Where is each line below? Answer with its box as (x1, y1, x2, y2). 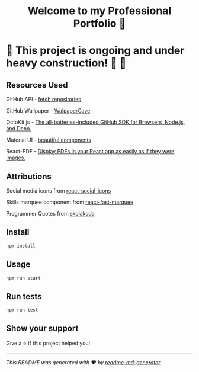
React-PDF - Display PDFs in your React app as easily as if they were (6, 148, 175, 155)
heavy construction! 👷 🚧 (6, 56, 127, 70)
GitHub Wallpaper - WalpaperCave (6, 107, 91, 114)
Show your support (6, 323, 79, 333)
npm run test (6, 307, 38, 313)
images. (6, 154, 25, 161)
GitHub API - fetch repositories (6, 96, 82, 103)
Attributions (6, 171, 52, 181)
